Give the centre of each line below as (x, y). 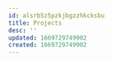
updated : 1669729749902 (48, 38)
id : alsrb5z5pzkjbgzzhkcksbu (56, 15)
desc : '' (23, 30)
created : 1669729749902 (48, 45)
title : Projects (35, 23)
